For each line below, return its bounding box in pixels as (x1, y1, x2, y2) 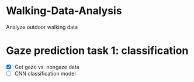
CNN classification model (14, 70, 76, 77)
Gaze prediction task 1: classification (6, 44, 189, 57)
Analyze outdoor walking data (6, 23, 78, 30)
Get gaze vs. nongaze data (14, 63, 80, 70)
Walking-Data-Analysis (6, 4, 122, 18)
